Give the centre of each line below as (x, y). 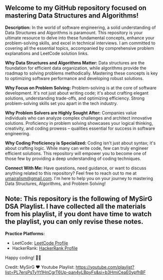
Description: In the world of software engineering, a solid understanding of (81, 27)
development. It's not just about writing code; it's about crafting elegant (77, 93)
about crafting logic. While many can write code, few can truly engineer (77, 148)
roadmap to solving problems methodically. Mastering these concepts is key (81, 73)
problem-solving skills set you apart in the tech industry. (62, 103)
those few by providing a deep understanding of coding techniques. (73, 159)
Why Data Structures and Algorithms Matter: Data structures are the (75, 62)
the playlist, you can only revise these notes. (74, 222)
